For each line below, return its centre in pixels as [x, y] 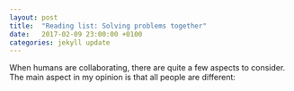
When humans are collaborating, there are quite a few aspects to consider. [147, 68]
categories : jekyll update [60, 42]
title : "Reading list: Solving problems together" [108, 26]
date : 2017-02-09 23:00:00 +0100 [76, 34]
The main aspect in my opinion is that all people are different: [123, 78]
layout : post [34, 17]
